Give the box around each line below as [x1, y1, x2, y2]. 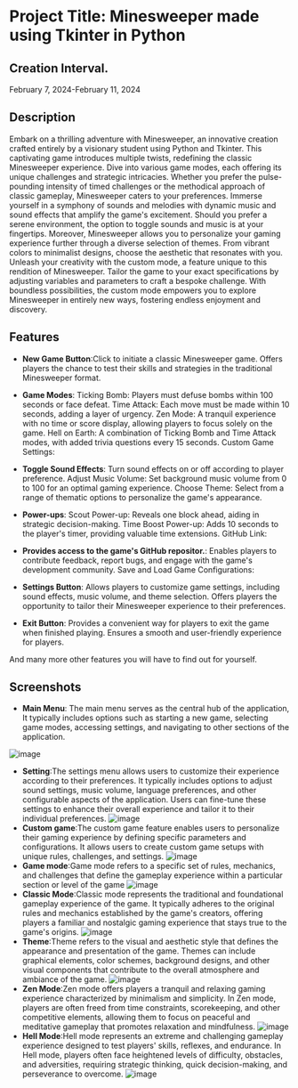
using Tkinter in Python [9, 25, 186, 45]
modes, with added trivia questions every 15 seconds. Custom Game [21, 436, 274, 447]
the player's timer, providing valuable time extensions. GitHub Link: [21, 528, 268, 539]
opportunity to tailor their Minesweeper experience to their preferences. [21, 600, 286, 611]
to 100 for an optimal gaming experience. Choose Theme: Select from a [21, 483, 285, 493]
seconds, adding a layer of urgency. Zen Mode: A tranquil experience [21, 408, 277, 419]
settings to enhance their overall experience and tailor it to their [21, 804, 255, 815]
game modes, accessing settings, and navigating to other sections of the [21, 722, 290, 733]
